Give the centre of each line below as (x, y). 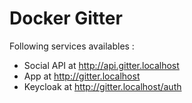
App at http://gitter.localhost (82, 76)
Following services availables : (72, 46)
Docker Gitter (66, 18)
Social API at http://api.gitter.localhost (101, 65)
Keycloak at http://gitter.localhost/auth (102, 86)
